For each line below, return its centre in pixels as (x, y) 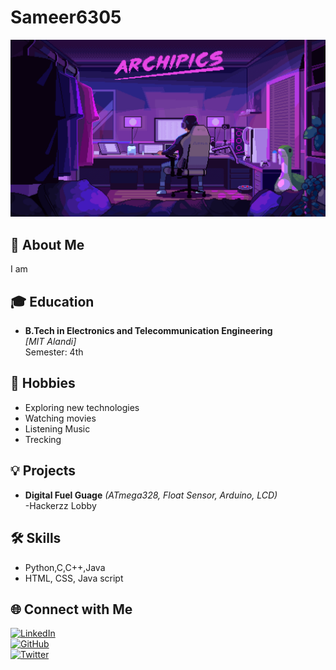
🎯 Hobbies (43, 383)
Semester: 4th (54, 352)
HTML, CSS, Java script (74, 578)
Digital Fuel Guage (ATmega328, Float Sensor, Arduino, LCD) (151, 495)
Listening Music (57, 428)
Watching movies (60, 418)
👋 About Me (47, 244)
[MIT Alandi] (50, 342)
